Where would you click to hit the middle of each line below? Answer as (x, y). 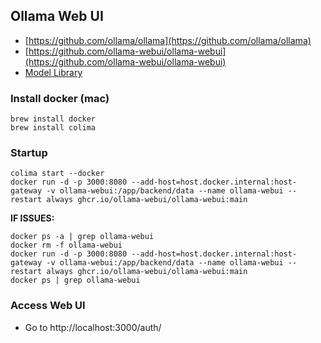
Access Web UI (48, 306)
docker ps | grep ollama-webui (75, 280)
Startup (29, 153)
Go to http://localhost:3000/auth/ (93, 327)
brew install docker (53, 119)
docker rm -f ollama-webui (66, 245)
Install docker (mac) (60, 98)
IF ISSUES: (32, 218)
